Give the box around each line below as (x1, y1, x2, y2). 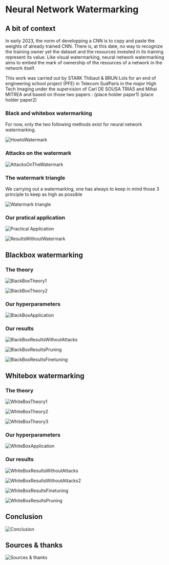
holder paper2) (5, 97, 37, 103)
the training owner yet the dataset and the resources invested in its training (5, 49, 164, 54)
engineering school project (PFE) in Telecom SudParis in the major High (5, 81, 157, 86)
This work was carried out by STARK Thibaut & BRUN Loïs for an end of (5, 75, 156, 81)
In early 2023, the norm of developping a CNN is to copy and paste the (5, 38, 155, 44)
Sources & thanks (5, 541, 63, 550)
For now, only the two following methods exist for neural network (5, 121, 142, 127)
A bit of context (5, 24, 56, 33)
